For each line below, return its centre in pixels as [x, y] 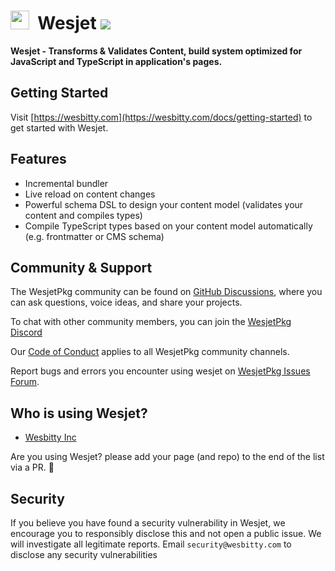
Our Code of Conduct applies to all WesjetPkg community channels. [150, 352]
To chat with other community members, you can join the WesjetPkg [151, 322]
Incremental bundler [66, 183]
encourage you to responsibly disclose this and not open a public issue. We [166, 533]
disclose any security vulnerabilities [84, 554]
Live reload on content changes [90, 194]
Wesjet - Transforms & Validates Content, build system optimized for [156, 51]
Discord [26, 332]
